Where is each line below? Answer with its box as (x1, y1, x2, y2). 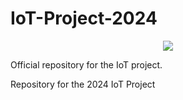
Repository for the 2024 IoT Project (10, 78, 156, 90)
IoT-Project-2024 (10, 7, 158, 30)
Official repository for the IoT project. (10, 58, 163, 71)
